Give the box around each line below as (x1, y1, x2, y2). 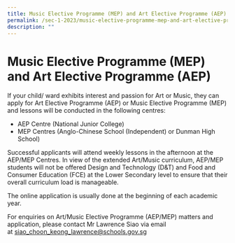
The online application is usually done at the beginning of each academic (7, 192, 218, 200)
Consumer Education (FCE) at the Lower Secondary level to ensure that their (7, 171, 228, 179)
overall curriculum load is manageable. (7, 178, 119, 186)
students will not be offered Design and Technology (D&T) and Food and (7, 163, 215, 172)
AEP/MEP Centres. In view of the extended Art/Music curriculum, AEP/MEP (7, 155, 224, 165)
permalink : (7, 17, 39, 24)
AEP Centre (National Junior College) (17, 120, 124, 128)
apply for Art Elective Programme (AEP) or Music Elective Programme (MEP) (7, 99, 227, 107)
